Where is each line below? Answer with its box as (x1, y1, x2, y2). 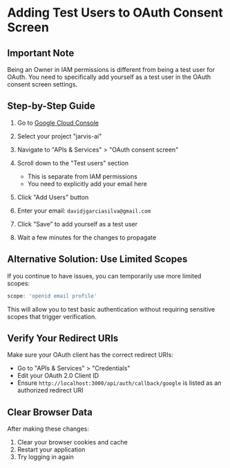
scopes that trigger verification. (7, 312, 97, 321)
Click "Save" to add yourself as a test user (17, 219, 138, 228)
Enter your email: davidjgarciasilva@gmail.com (17, 206, 151, 215)
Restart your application (17, 445, 86, 454)
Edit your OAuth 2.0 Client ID (17, 372, 99, 380)
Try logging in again (17, 453, 75, 461)
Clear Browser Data (7, 406, 93, 418)
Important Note (7, 47, 75, 59)
